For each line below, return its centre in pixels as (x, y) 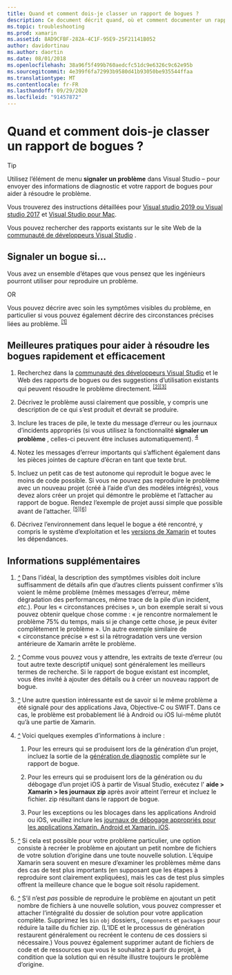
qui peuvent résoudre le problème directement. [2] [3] (92, 388)
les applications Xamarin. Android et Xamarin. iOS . (99, 827)
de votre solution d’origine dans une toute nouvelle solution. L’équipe (115, 855)
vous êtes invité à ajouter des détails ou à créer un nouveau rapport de (118, 679)
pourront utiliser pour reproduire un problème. (72, 280)
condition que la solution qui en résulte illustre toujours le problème (113, 957)
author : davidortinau (38, 46)
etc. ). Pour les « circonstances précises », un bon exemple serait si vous (120, 607)
